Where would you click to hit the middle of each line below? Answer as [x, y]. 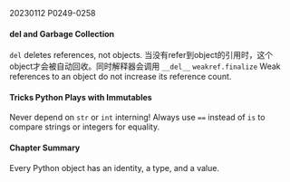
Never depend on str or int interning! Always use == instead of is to [137, 118]
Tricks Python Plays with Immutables [81, 97]
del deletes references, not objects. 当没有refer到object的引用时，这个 [141, 55]
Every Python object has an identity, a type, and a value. [115, 168]
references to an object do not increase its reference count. [121, 77]
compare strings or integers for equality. [85, 127]
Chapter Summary [45, 148]
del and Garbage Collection [62, 34]
